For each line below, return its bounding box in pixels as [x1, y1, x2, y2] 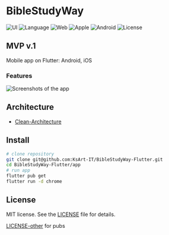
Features [6, 71, 33, 80]
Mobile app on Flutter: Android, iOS [6, 56, 93, 63]
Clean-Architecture [14, 117, 62, 125]
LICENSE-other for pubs [6, 222, 65, 229]
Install [6, 135, 30, 145]
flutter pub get [6, 173, 46, 179]
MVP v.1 [6, 41, 36, 51]
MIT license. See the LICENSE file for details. [6, 211, 116, 218]
